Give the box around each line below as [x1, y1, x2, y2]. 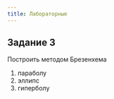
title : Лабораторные [7, 10, 68, 18]
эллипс [17, 76, 40, 85]
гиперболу [17, 84, 50, 93]
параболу [17, 69, 47, 78]
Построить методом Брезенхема [7, 55, 107, 64]
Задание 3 [7, 37, 56, 49]
